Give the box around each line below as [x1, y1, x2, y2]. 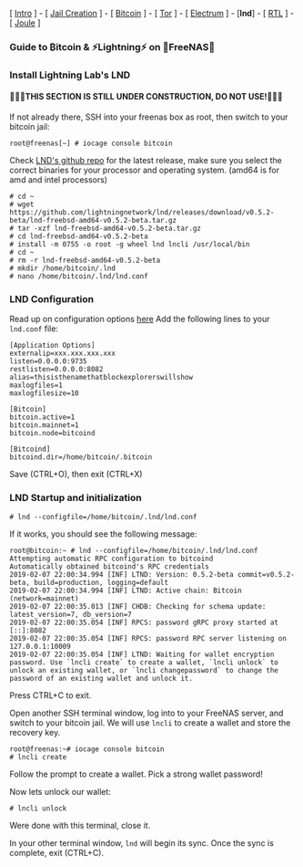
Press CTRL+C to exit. [9, 689, 92, 701]
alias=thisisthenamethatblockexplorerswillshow [9, 373, 194, 382]
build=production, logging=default [33, 578, 169, 587]
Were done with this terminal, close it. [9, 820, 151, 830]
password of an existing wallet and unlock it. [9, 674, 194, 683]
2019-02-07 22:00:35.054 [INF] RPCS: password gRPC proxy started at [9, 618, 279, 627]
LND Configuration [9, 292, 94, 305]
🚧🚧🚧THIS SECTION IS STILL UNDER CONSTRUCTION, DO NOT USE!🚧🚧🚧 [9, 91, 284, 102]
